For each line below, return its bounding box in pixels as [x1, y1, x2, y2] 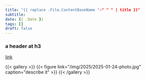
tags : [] [5, 21, 24, 27]
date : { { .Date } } [5, 17, 44, 22]
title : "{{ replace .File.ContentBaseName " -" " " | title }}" [5, 7, 140, 13]
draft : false [5, 26, 33, 31]
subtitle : [5, 12, 26, 17]
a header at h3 [5, 43, 41, 50]
